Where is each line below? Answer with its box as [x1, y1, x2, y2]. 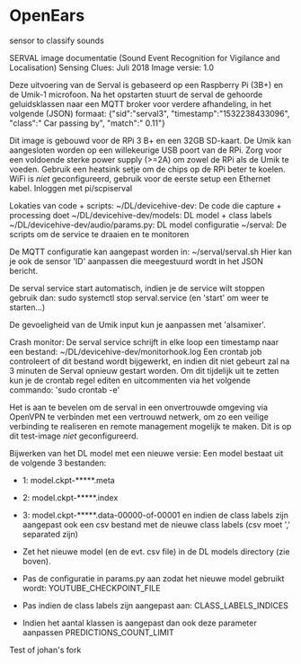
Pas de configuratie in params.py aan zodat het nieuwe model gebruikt [22, 572, 285, 584]
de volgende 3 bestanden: [9, 457, 107, 468]
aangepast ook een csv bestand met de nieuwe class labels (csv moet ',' [22, 518, 290, 530]
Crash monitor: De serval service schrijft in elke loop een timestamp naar [9, 336, 279, 347]
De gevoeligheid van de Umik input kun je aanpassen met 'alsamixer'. [9, 319, 267, 330]
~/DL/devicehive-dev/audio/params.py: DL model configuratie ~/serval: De [9, 219, 288, 230]
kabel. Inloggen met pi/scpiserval [9, 182, 133, 193]
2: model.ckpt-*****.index [22, 491, 119, 503]
